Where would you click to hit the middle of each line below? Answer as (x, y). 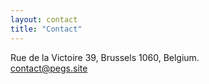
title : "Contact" (46, 29)
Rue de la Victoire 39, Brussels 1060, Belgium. (105, 57)
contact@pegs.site (49, 68)
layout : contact (44, 19)
